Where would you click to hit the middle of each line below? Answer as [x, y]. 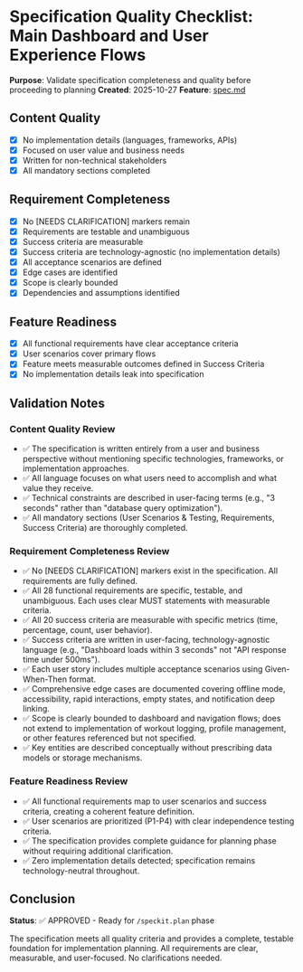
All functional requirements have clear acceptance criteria [130, 344]
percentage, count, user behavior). [87, 630]
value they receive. [58, 488]
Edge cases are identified [70, 272]
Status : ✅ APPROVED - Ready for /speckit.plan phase [112, 920]
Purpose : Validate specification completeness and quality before [130, 80]
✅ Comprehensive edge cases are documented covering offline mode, [154, 689]
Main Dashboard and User [109, 36]
